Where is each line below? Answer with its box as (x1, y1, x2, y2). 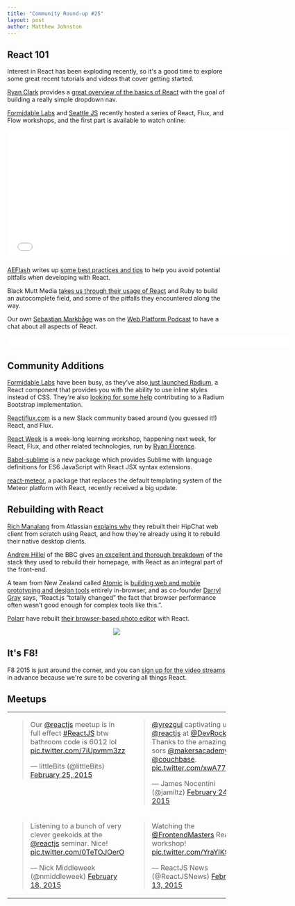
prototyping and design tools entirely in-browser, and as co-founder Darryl (7, 586, 221, 594)
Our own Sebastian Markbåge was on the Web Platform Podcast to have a (7, 315, 219, 324)
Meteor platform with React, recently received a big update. (7, 484, 178, 492)
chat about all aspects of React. (7, 322, 98, 330)
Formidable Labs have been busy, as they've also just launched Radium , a (7, 378, 219, 386)
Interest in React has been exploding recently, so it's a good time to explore (7, 67, 223, 76)
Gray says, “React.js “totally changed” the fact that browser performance (7, 593, 217, 601)
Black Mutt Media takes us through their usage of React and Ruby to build (7, 287, 218, 295)
